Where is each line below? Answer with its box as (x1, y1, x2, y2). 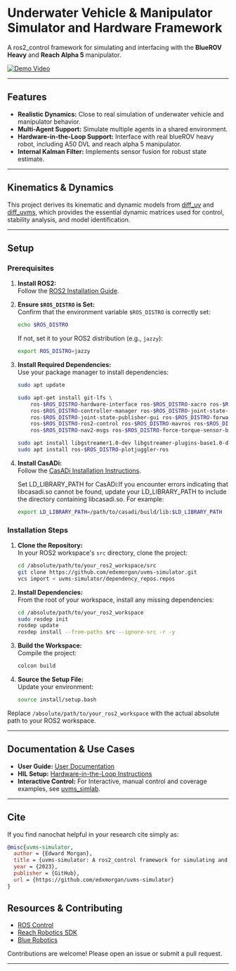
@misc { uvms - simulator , (7, 844, 74, 851)
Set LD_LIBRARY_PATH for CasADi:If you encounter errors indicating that (17, 480, 228, 488)
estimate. (17, 155, 45, 163)
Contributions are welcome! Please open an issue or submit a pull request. (7, 949, 223, 958)
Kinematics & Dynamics (7, 181, 114, 194)
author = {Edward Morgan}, (13, 850, 93, 857)
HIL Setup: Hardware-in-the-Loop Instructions (17, 769, 152, 778)
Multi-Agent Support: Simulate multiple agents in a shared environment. (17, 124, 228, 133)
